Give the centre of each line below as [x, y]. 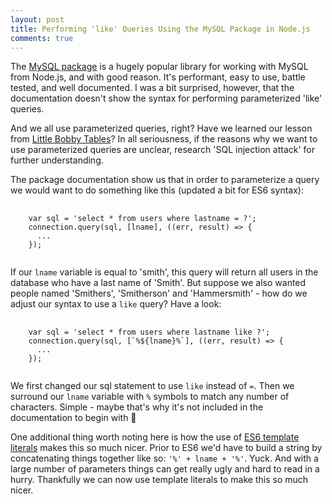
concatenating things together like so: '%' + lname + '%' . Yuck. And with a [164, 458]
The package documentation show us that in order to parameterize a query [165, 180]
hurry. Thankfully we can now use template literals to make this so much [159, 480]
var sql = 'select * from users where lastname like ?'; [149, 332]
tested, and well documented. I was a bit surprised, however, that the [152, 88]
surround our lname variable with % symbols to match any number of [150, 397]
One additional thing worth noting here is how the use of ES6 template [155, 437]
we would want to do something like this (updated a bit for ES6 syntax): [157, 190]
